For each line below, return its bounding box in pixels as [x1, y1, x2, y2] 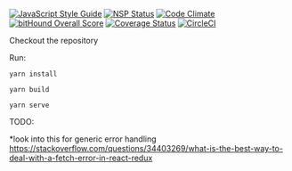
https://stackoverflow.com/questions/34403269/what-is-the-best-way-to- [9, 143, 283, 153]
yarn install [9, 69, 58, 78]
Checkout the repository [9, 36, 99, 45]
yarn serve [9, 101, 50, 110]
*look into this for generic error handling [9, 134, 158, 144]
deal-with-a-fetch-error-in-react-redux [9, 152, 153, 163]
